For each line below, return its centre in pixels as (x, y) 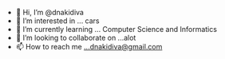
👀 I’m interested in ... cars (57, 21)
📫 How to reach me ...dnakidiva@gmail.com (89, 47)
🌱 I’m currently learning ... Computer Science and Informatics (116, 29)
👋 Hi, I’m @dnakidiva (49, 12)
